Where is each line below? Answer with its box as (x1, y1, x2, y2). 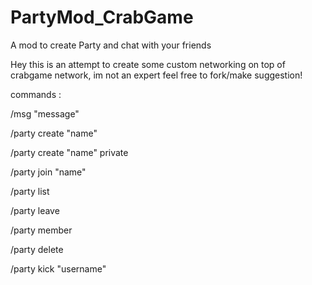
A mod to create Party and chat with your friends (10, 39, 212, 51)
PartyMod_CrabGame (10, 6, 194, 29)
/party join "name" (10, 166, 87, 178)
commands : (10, 88, 62, 100)
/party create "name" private (10, 146, 129, 158)
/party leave (10, 204, 60, 216)
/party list (10, 185, 50, 197)
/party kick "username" (10, 262, 107, 275)
